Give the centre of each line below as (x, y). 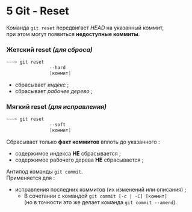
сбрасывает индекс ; (42, 85)
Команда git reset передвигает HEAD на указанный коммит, (85, 28)
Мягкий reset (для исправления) (57, 106)
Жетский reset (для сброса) (50, 49)
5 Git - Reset (38, 11)
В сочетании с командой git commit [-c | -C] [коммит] (95, 196)
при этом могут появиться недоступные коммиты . (73, 34)
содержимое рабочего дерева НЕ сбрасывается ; (79, 160)
